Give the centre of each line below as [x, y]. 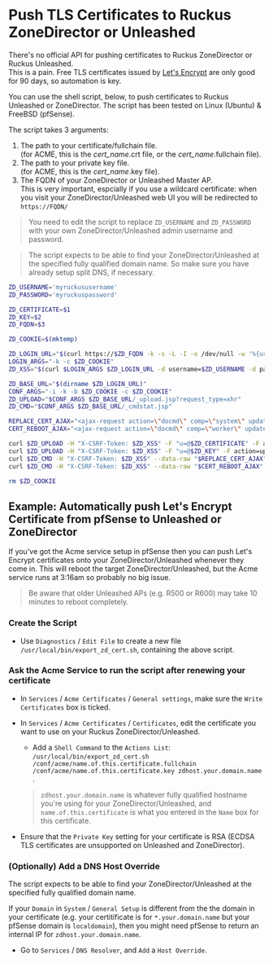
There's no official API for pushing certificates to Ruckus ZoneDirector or [130, 55]
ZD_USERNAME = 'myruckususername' [63, 287]
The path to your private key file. [75, 163]
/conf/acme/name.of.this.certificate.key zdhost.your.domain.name [147, 771]
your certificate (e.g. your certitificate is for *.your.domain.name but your [129, 917]
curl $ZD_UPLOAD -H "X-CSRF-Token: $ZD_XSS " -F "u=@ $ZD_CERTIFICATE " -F [134, 444]
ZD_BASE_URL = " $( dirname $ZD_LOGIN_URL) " [78, 384]
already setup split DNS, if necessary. [91, 272]
